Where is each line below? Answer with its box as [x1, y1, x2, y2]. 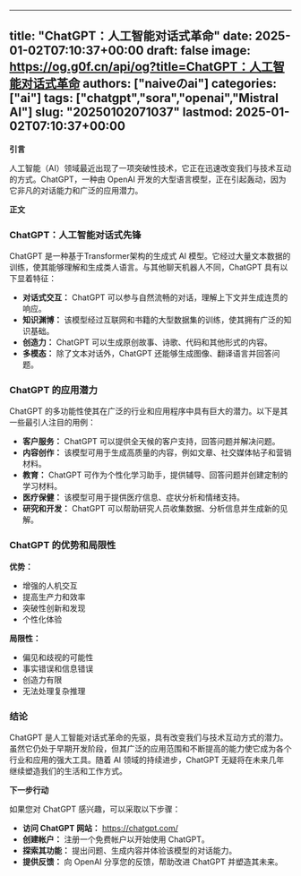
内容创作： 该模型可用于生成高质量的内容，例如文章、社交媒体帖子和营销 [21, 447, 292, 458]
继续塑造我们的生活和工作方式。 [9, 766, 127, 776]
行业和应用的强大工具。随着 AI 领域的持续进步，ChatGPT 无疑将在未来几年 [9, 754, 285, 765]
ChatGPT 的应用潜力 [9, 384, 99, 397]
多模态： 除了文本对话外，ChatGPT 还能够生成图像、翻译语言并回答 [21, 348, 273, 359]
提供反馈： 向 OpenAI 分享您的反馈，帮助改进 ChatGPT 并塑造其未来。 [21, 856, 283, 867]
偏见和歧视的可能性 [21, 651, 94, 663]
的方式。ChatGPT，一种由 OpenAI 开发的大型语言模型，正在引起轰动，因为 [9, 174, 287, 185]
